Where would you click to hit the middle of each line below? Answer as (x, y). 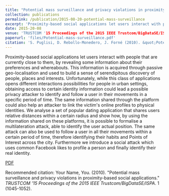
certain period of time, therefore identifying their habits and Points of (76, 137)
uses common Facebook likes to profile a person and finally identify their (80, 148)
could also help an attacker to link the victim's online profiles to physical (80, 105)
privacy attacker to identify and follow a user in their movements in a (76, 94)
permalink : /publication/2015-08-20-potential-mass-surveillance (75, 19)
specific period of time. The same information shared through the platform (82, 100)
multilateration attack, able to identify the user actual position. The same (80, 126)
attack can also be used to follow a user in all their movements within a (78, 132)
